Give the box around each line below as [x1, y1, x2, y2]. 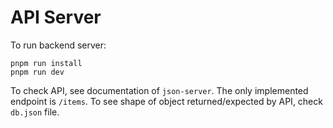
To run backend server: [10, 39, 107, 51]
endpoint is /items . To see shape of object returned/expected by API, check [10, 95, 323, 107]
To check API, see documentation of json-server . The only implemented [10, 84, 309, 96]
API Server [10, 6, 102, 29]
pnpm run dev [10, 67, 65, 77]
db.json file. [10, 106, 60, 118]
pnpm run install [10, 58, 83, 68]
